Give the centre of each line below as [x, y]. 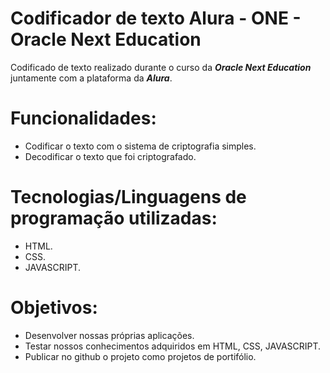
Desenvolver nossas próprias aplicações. [109, 335]
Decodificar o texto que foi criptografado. [110, 156]
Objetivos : [54, 308]
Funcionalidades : [83, 118]
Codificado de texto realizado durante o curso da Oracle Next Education [161, 67]
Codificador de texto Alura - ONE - [156, 18]
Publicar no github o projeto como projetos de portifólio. [140, 356]
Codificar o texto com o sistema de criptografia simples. [140, 146]
